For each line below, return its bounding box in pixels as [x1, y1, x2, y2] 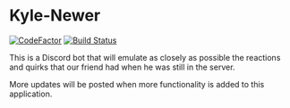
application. [9, 88, 53, 99]
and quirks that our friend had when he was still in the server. [9, 62, 235, 72]
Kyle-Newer [9, 5, 101, 26]
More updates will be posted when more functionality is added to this [9, 79, 265, 89]
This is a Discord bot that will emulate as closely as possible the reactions [9, 52, 281, 62]
